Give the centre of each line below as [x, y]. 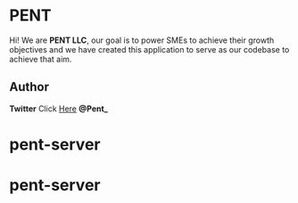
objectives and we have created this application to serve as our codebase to [149, 49]
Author [29, 87]
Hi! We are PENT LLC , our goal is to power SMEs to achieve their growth [142, 40]
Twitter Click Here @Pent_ [59, 109]
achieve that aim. [41, 59]
